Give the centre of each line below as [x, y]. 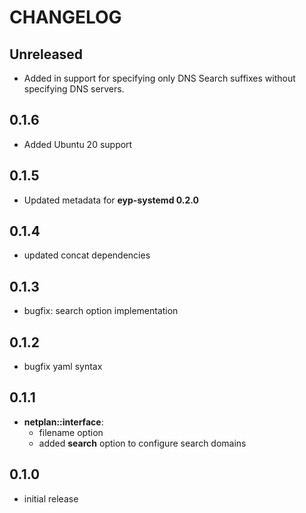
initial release [51, 498]
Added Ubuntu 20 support [78, 144]
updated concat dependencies [87, 255]
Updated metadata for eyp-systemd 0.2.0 [111, 200]
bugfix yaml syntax [63, 367]
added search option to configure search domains [142, 443]
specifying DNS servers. [74, 89]
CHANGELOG [65, 17]
